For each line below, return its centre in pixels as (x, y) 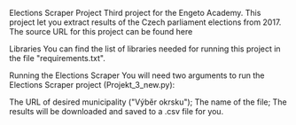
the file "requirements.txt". (58, 58)
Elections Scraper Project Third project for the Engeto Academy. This (135, 13)
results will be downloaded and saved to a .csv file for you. (117, 111)
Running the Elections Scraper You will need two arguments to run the (137, 75)
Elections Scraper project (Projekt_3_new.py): (92, 85)
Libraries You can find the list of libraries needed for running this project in (145, 49)
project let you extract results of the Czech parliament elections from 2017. (145, 22)
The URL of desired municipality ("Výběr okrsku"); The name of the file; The (148, 102)
